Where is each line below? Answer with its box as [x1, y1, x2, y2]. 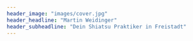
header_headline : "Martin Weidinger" [6, 17, 118, 24]
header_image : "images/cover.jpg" [6, 10, 108, 17]
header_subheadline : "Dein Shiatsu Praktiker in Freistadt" [6, 23, 187, 30]
